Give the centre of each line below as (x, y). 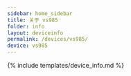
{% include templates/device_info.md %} (66, 65)
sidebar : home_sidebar (40, 13)
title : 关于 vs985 (33, 20)
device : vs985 (28, 46)
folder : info (26, 26)
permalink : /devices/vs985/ (48, 39)
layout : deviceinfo (35, 33)
